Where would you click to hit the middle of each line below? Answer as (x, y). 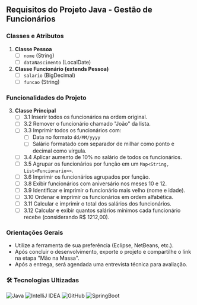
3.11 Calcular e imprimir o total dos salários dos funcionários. (98, 203)
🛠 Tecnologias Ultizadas (42, 281)
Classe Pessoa (33, 49)
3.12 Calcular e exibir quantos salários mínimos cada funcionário (102, 210)
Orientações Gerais (35, 232)
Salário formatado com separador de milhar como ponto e (104, 144)
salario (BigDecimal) (50, 75)
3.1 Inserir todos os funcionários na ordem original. (85, 117)
